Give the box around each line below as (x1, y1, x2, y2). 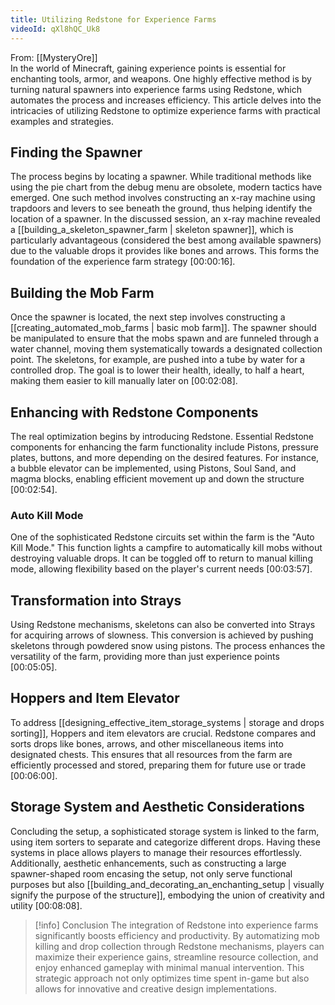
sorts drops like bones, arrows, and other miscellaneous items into (10, 737, 284, 750)
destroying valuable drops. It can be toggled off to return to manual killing (10, 552, 313, 565)
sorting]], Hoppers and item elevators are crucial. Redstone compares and (10, 727, 317, 739)
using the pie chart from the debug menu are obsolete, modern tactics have (10, 181, 323, 193)
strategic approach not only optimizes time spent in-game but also (34, 972, 310, 984)
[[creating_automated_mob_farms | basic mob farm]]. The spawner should (10, 322, 317, 334)
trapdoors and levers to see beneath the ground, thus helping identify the (10, 202, 313, 215)
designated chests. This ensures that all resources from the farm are (10, 748, 293, 760)
